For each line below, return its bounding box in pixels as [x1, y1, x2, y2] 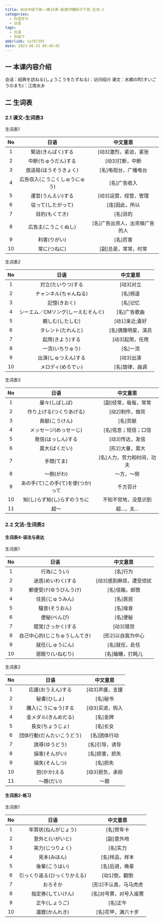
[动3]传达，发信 [109, 436, 145, 443]
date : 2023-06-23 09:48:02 [5, 43, 60, 48]
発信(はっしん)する [34, 436, 78, 443]
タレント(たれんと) [40, 327, 83, 334]
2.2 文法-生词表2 [5, 521, 45, 528]
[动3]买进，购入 [86, 705, 123, 712]
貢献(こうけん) [39, 418, 73, 425]
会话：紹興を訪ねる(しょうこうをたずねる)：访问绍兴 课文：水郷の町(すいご [5, 77, 157, 82]
